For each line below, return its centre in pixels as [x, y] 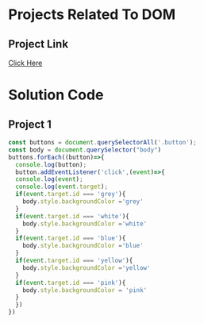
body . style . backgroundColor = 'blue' [83, 246]
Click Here [25, 63]
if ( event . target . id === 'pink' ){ [71, 283]
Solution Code [56, 95]
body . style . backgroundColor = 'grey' [83, 202]
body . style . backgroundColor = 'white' [85, 224]
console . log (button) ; [51, 164]
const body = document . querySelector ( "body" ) [85, 150]
